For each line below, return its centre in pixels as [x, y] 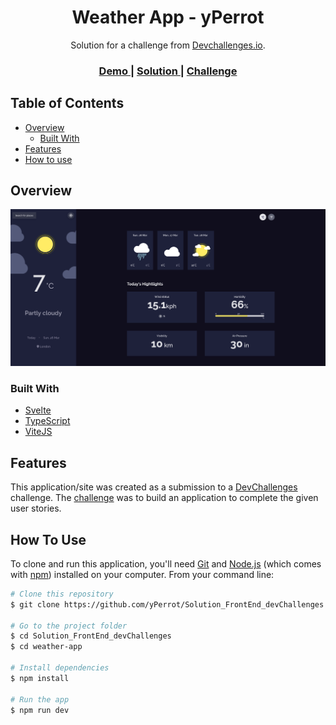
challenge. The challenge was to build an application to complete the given [164, 498]
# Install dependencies [60, 668]
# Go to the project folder [69, 626]
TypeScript [47, 421]
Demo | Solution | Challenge [168, 71]
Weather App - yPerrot [168, 17]
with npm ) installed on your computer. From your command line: [142, 574]
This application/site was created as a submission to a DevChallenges [154, 487]
